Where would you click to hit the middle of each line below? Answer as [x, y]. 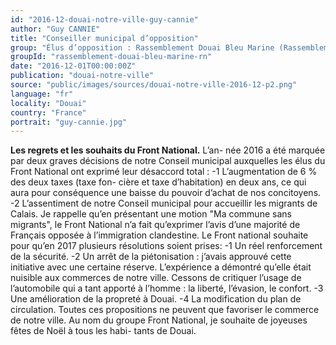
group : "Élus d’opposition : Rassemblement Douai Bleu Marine [142, 47]
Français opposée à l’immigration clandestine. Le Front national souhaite [159, 235]
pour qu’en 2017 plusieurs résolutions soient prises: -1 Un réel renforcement [166, 246]
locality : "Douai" [48, 103]
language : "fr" [42, 94]
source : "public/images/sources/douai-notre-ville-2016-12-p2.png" [154, 85]
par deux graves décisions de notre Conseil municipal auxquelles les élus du [168, 161]
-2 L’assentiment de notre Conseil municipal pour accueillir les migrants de [164, 203]
